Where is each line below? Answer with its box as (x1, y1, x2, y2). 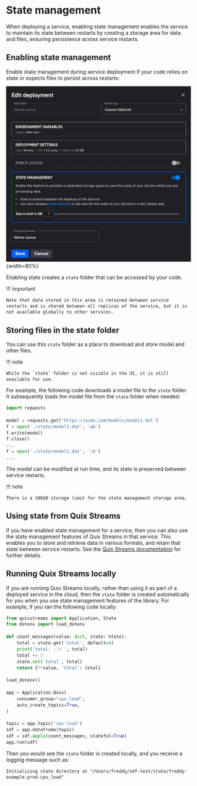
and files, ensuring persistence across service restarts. (6, 35, 139, 42)
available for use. (6, 377, 54, 382)
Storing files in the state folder (6, 325, 120, 335)
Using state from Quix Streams (6, 511, 121, 521)
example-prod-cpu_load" (6, 774, 64, 780)
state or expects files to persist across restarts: (6, 74, 120, 81)
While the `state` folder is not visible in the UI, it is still (6, 371, 169, 377)
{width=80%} (6, 262, 39, 269)
